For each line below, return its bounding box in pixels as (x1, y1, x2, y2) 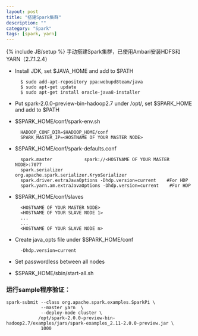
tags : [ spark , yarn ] (6, 31, 58, 37)
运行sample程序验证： (6, 286, 71, 294)
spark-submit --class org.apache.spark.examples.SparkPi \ (6, 300, 156, 306)
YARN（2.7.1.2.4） (6, 56, 51, 63)
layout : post (6, 8, 39, 15)
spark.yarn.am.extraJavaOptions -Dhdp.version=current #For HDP (20, 183, 191, 189)
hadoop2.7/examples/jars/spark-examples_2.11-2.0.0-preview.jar (6, 320, 169, 326)
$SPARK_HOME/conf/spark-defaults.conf (14, 145, 117, 152)
